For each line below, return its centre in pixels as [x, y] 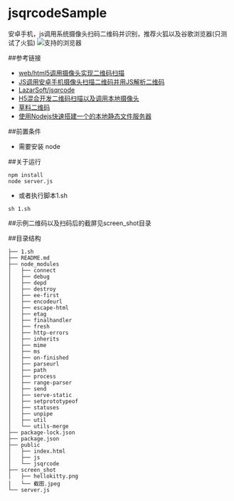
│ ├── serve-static [40, 395]
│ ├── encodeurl [35, 301]
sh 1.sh [20, 209]
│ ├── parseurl [34, 364]
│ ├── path [27, 370]
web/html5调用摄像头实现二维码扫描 [71, 73]
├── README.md [29, 258]
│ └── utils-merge [39, 426]
